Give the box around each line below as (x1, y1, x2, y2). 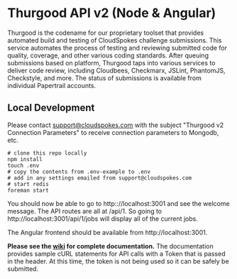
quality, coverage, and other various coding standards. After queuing (7, 51, 209, 60)
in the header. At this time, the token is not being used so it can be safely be (7, 257, 229, 266)
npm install (7, 155, 43, 163)
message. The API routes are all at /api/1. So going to (7, 207, 162, 215)
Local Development (7, 102, 95, 114)
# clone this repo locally (7, 149, 87, 157)
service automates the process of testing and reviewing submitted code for (7, 43, 228, 52)
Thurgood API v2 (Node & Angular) (7, 5, 216, 21)
